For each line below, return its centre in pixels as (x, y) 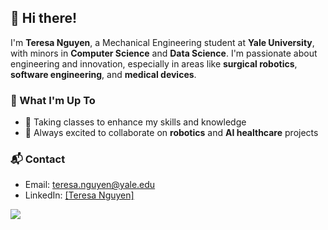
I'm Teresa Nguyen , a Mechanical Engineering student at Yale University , (162, 42)
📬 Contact (38, 159)
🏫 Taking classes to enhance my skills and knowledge (135, 122)
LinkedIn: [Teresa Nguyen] (79, 195)
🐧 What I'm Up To (53, 100)
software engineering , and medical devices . (103, 74)
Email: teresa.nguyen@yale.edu (90, 185)
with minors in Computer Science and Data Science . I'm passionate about (164, 53)
